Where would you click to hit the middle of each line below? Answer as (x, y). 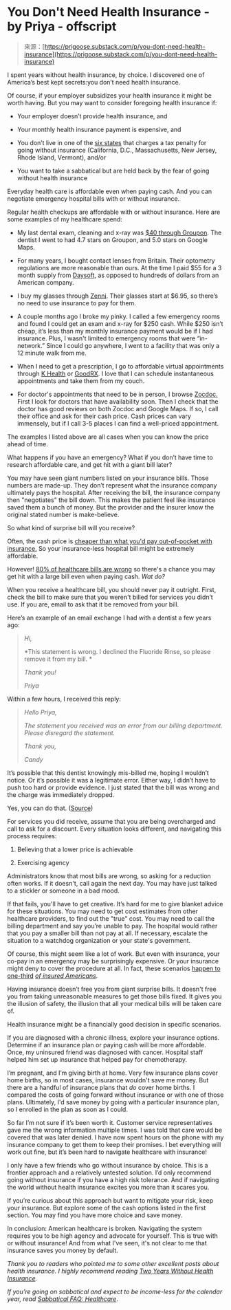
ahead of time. (27, 444)
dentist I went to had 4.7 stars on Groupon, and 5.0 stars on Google (112, 240)
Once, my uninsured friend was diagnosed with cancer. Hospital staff (105, 1052)
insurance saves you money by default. (63, 1250)
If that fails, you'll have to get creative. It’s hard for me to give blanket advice (115, 904)
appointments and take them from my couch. (81, 381)
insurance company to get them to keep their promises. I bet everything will (114, 1144)
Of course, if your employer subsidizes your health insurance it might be (109, 95)
